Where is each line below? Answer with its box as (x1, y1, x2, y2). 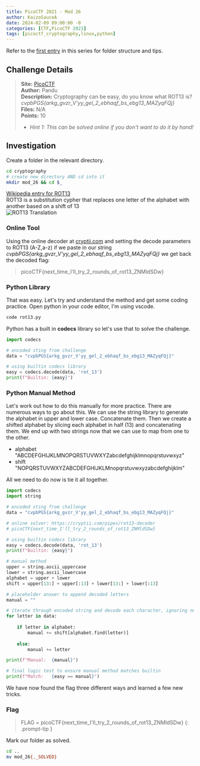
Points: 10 (20, 111, 46, 119)
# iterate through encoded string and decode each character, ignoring (6, 607, 187, 614)
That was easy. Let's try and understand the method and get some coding (6, 296, 188, 303)
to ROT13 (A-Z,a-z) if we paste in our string (6, 244, 112, 251)
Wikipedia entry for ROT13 (6, 190, 71, 197)
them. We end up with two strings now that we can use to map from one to (6, 427, 189, 435)
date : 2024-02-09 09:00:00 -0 (6, 20, 82, 26)
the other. (6, 434, 30, 441)
